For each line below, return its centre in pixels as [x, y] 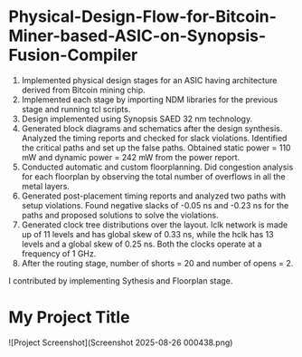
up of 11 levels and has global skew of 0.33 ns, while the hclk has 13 [147, 234]
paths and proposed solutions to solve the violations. [120, 215]
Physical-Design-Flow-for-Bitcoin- [143, 17]
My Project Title [69, 318]
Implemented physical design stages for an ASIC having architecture [149, 80]
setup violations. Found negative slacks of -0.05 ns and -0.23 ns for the [155, 205]
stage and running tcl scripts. [76, 109]
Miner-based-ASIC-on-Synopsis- [137, 36]
